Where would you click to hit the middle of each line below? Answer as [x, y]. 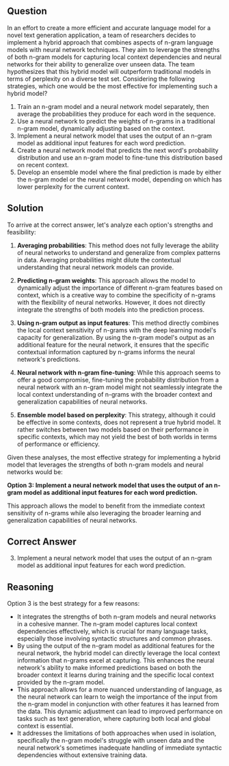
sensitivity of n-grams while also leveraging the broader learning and [104, 512]
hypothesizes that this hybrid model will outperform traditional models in [109, 71]
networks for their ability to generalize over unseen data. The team [101, 64]
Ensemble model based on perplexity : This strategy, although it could [116, 415]
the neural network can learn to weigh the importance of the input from [117, 697]
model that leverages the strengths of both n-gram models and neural [105, 465]
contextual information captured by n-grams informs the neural [106, 351]
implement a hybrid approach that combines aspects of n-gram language [110, 42]
